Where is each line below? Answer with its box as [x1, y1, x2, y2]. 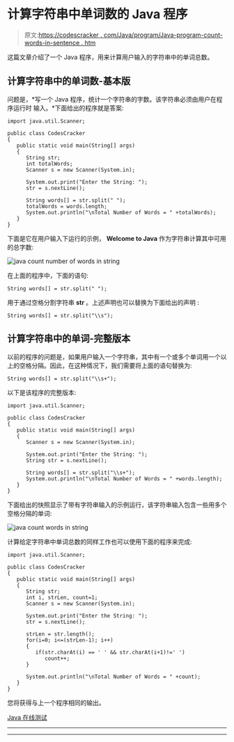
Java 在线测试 [7, 713, 47, 721]
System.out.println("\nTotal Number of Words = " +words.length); [25, 475, 223, 482]
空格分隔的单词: [7, 509, 52, 517]
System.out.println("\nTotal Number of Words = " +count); [25, 673, 201, 680]
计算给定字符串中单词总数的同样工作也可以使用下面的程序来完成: [7, 537, 193, 546]
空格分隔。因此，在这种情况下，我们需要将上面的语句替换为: [19, 361, 193, 370]
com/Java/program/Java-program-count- [103, 31, 223, 39]
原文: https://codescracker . [24, 31, 102, 39]
